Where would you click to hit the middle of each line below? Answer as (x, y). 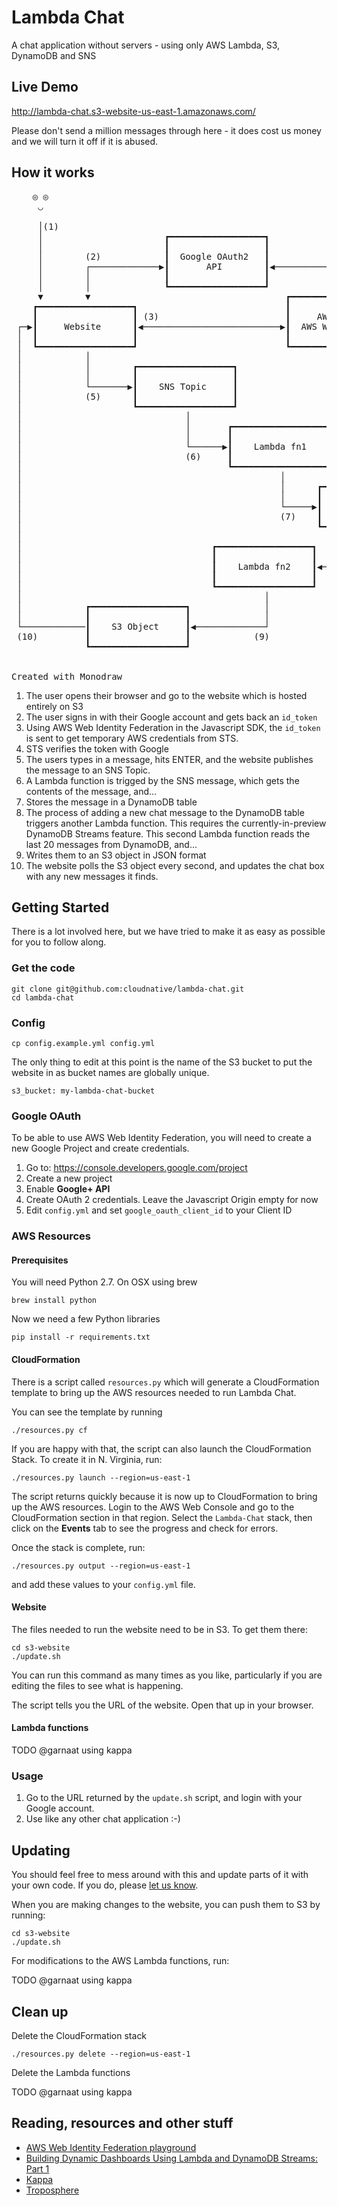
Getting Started (60, 907)
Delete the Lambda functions (71, 2072)
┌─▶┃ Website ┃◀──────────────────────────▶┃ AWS (167, 326)
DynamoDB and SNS (54, 55)
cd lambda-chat (43, 997)
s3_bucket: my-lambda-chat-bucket (83, 1091)
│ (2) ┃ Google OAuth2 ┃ (154, 256)
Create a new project (69, 1178)
